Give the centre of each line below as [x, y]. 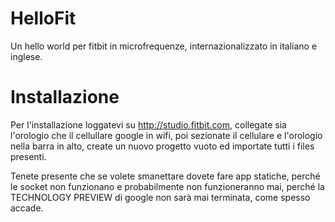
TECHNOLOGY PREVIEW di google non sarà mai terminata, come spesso [160, 197]
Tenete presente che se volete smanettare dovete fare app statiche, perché [165, 176]
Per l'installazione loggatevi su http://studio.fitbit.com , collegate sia [148, 124]
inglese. [26, 56]
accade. [27, 208]
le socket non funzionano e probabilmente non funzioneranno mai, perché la [167, 186]
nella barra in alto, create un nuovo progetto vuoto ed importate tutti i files [162, 146]
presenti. [28, 156]
